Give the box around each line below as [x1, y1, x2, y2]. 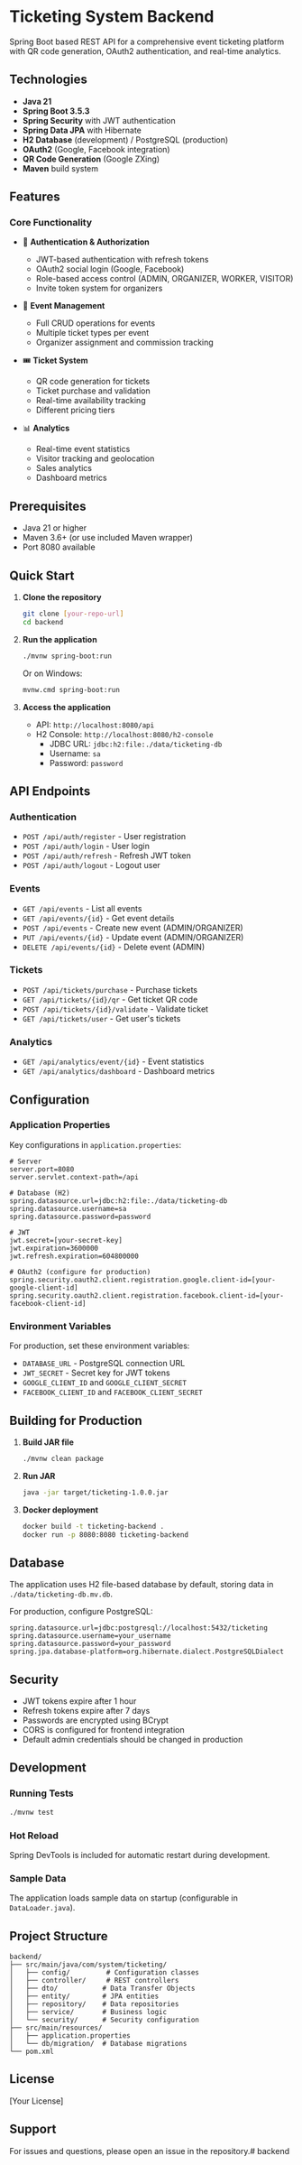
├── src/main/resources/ [9, 2023, 103, 2032]
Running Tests [9, 1787, 74, 1800]
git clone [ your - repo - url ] [22, 609, 124, 619]
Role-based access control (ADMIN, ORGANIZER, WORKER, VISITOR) [35, 273, 294, 284]
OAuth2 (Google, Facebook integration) [22, 143, 170, 154]
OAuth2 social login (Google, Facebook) [35, 264, 185, 274]
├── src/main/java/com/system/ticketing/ [9, 1960, 168, 1969]
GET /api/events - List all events [22, 902, 142, 913]
